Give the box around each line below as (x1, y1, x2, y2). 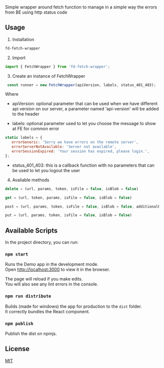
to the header (12, 111, 40, 117)
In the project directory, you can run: (5, 239, 79, 245)
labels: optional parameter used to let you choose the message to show (12, 121, 156, 127)
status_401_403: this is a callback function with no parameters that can (12, 162, 155, 168)
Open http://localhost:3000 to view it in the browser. (5, 266, 110, 273)
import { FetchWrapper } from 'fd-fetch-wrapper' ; (5, 64, 110, 69)
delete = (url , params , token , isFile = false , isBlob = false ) (5, 186, 139, 191)
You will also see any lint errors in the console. (5, 281, 99, 287)
